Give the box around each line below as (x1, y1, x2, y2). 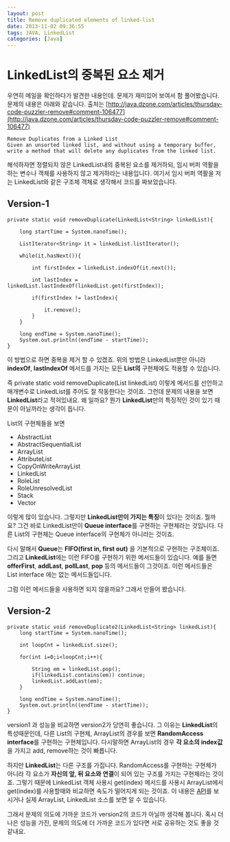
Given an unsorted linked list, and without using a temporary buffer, (7, 142, 216, 148)
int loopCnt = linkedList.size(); (19, 641, 118, 648)
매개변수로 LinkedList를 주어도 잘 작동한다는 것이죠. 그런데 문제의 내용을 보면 (7, 387, 214, 395)
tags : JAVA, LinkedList (7, 29, 76, 36)
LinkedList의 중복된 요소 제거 (7, 67, 165, 83)
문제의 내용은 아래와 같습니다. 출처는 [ (7, 100, 108, 109)
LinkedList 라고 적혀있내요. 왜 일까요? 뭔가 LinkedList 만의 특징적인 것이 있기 (7, 396, 214, 404)
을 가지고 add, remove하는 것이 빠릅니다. (7, 746, 118, 755)
